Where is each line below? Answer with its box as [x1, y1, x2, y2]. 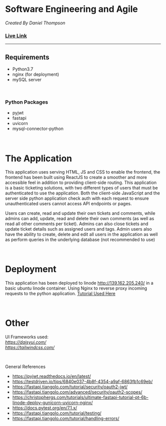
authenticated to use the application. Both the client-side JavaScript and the [5, 190, 160, 196]
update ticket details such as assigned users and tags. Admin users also [5, 226, 152, 232]
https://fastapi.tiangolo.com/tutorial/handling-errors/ [12, 416, 120, 422]
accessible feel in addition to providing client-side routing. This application [5, 180, 157, 185]
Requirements [5, 53, 49, 61]
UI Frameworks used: [5, 334, 48, 340]
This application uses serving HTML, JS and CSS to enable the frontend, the [5, 169, 161, 175]
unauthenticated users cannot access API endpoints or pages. [5, 201, 132, 207]
